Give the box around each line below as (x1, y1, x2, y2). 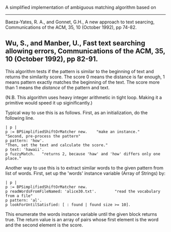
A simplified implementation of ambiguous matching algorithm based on (5, 5, 156, 10)
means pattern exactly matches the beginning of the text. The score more (5, 79, 160, 85)
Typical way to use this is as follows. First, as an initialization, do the (5, 109, 148, 116)
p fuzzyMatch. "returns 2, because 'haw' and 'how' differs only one (5, 151, 160, 156)
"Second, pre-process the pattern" (5, 134, 81, 139)
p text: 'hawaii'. (5, 147, 44, 152)
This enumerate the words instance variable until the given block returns (5, 211, 157, 217)
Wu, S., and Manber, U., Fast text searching (5, 39, 146, 48)
